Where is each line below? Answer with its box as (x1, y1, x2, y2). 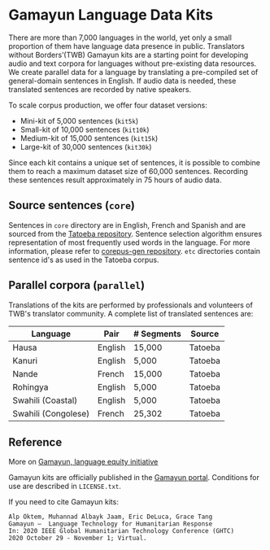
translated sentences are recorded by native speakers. (8, 84, 192, 94)
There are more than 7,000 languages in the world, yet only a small (8, 33, 232, 42)
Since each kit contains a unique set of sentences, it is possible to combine (8, 157, 261, 168)
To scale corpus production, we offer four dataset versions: (8, 100, 207, 110)
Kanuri (12, 355, 38, 366)
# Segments (133, 328, 181, 339)
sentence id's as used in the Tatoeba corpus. (8, 255, 159, 264)
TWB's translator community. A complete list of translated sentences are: (8, 308, 254, 318)
